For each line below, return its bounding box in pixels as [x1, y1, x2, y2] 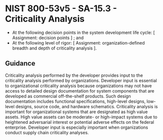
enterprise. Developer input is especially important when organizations [5, 124, 148, 130]
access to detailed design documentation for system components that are [5, 88, 155, 93]
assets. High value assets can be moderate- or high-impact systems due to [5, 114, 158, 120]
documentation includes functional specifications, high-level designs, [5, 98, 146, 104]
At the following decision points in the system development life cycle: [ [12, 29, 155, 35]
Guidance [5, 59, 35, 68]
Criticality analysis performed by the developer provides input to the [5, 72, 143, 78]
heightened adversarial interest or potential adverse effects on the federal [5, 119, 155, 125]
